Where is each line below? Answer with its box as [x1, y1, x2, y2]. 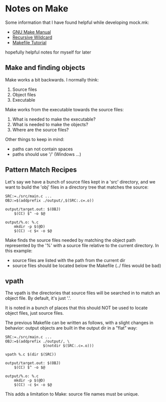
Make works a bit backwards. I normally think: [5, 76, 99, 82]
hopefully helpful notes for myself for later [5, 49, 92, 55]
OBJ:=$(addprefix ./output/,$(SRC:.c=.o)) [5, 198, 94, 203]
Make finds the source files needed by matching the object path [5, 237, 136, 243]
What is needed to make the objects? [12, 121, 88, 127]
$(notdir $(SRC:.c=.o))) [43, 343, 94, 348]
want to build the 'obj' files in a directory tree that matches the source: [5, 184, 149, 190]
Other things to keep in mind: [5, 136, 64, 142]
